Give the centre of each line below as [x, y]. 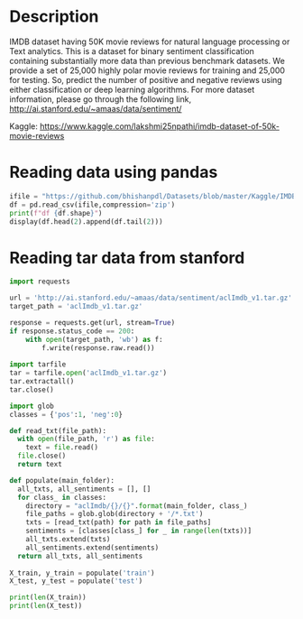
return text [40, 465]
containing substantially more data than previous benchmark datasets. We [147, 60]
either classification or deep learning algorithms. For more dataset [132, 89]
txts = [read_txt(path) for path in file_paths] [119, 522]
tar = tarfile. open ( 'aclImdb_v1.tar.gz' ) [88, 373]
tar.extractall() [42, 382]
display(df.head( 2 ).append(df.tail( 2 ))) [87, 222]
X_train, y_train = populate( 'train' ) [82, 573]
